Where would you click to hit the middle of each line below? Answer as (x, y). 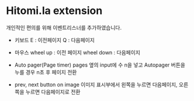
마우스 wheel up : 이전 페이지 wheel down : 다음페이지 (77, 52)
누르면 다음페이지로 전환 (53, 92)
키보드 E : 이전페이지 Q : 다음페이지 (55, 40)
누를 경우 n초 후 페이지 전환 (46, 72)
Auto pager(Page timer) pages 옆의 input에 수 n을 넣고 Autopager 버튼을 (100, 65)
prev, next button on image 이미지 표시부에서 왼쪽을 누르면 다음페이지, (96, 84)
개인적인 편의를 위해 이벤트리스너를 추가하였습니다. (64, 27)
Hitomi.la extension (54, 11)
